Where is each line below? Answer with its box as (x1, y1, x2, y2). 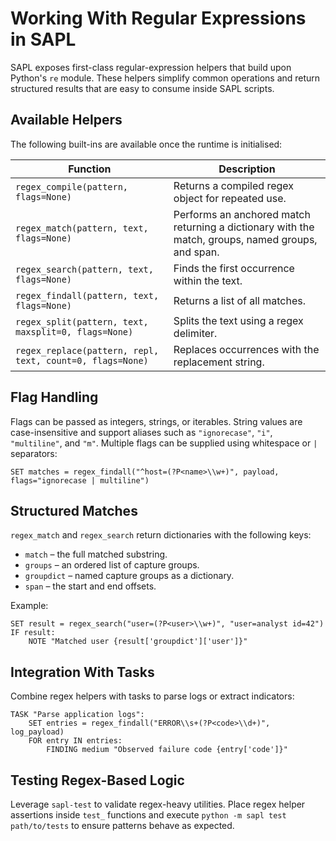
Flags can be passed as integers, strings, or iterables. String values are (10, 415, 303, 427)
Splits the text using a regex (173, 313, 304, 327)
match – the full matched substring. (24, 548, 168, 561)
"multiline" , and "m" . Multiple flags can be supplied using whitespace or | (10, 437, 318, 449)
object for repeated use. (173, 191, 287, 205)
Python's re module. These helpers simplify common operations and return (10, 72, 321, 84)
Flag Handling (10, 389, 99, 406)
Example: (10, 600, 49, 612)
